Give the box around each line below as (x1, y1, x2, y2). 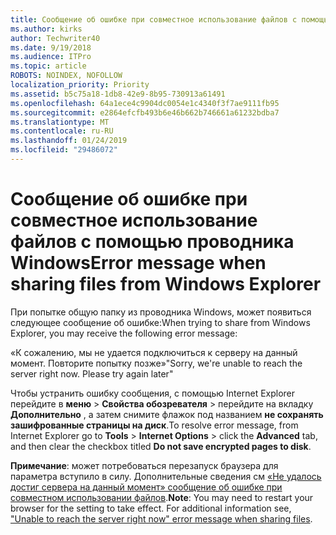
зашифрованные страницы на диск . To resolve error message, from (10, 419, 299, 431)
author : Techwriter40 (10, 33, 101, 43)
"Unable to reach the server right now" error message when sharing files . (10, 512, 313, 525)
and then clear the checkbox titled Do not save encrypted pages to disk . (10, 440, 312, 452)
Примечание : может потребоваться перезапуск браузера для (10, 459, 279, 471)
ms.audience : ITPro (10, 52, 92, 62)
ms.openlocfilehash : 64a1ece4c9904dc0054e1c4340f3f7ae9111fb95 (10, 98, 280, 108)
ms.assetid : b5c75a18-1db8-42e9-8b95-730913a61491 (10, 89, 226, 99)
